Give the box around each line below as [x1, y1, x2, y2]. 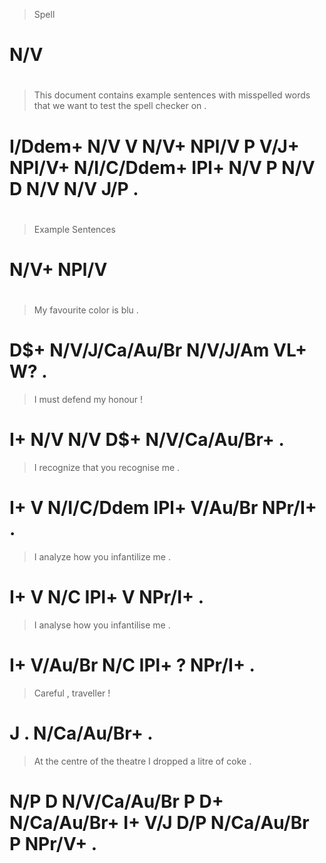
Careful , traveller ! [33, 687, 111, 699]
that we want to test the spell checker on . [33, 100, 207, 112]
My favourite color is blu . [33, 304, 139, 316]
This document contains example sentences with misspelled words [33, 89, 311, 101]
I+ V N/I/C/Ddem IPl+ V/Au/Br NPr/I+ [9, 497, 317, 519]
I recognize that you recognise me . [33, 462, 181, 473]
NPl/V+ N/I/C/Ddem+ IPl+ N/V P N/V [9, 156, 316, 179]
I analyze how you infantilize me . [33, 550, 171, 563]
